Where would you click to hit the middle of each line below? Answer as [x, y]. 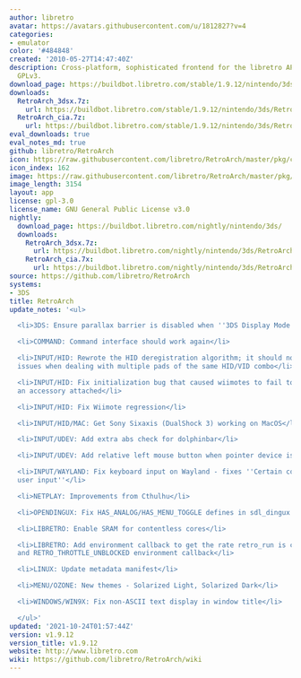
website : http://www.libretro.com [74, 651]
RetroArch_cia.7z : [52, 117]
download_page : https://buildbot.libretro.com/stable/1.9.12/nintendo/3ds [152, 84]
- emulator [30, 43]
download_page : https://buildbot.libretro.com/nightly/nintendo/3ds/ [150, 226]
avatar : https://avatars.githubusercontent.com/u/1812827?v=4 [128, 26]
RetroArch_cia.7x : [60, 260]
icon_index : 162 [39, 168]
